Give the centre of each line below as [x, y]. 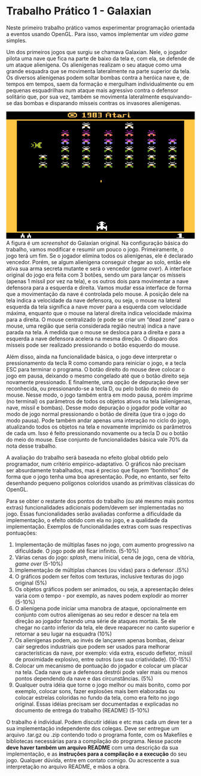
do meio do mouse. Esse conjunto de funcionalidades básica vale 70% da [97, 440]
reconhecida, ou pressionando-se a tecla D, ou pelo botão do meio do [92, 389]
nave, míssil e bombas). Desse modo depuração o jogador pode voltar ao [97, 408]
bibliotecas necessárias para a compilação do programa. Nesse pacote [94, 741]
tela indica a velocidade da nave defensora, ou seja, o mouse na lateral [94, 301]
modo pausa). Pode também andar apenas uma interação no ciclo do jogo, [98, 421]
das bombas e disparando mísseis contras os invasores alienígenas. [97, 103]
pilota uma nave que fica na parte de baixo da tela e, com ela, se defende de [100, 58]
